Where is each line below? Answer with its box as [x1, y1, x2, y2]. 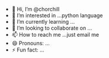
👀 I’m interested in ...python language [11, 12, 103, 19]
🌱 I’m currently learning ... [11, 18, 75, 25]
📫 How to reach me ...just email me [11, 31, 100, 38]
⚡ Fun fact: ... [11, 46, 44, 53]
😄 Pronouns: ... [11, 40, 50, 47]
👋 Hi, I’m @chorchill [11, 6, 60, 12]
